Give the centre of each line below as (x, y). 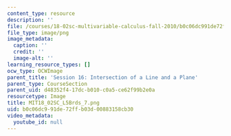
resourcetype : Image (37, 97)
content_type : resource (41, 13)
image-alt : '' (33, 58)
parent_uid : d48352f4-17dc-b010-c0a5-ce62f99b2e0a (81, 90)
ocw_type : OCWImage (35, 71)
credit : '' (29, 52)
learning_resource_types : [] (49, 65)
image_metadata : (30, 39)
